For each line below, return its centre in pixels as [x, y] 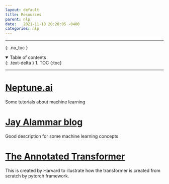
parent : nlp [18, 19]
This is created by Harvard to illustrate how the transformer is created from [83, 170]
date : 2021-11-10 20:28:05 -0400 [43, 24]
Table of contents [28, 57]
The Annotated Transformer [65, 157]
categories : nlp [22, 29]
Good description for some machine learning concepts [62, 136]
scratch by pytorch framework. [37, 176]
